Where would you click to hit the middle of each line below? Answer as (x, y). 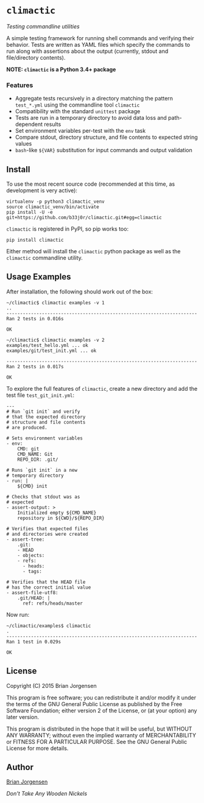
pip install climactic (35, 240)
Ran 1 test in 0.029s (34, 642)
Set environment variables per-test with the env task (80, 131)
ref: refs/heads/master (53, 603)
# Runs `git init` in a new (42, 470)
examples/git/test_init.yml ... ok (51, 351)
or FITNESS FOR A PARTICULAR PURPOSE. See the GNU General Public (97, 742)
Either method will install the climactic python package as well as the (93, 251)
